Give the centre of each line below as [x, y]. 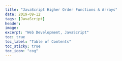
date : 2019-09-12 [23, 14]
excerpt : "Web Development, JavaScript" [47, 32]
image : [12, 28]
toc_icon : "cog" [22, 51]
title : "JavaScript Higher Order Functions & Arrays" [61, 10]
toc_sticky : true [23, 46]
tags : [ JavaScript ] [25, 19]
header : [13, 23]
